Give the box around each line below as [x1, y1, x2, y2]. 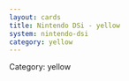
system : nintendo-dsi [9, 29, 89, 38]
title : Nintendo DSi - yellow [9, 21, 121, 30]
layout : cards [9, 12, 62, 22]
